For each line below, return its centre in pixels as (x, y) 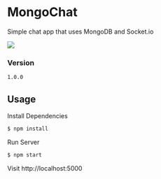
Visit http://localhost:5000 (45, 168)
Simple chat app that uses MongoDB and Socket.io (80, 31)
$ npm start (24, 155)
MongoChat (43, 12)
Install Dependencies (37, 115)
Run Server (23, 142)
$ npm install (28, 129)
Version (21, 62)
